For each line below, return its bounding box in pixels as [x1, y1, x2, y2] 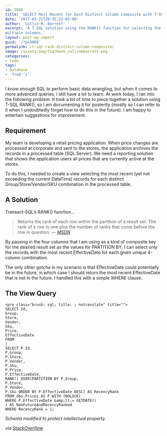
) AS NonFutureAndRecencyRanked [5, 403, 72, 408]
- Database [5, 68, 28, 73]
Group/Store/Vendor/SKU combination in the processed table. [5, 181, 132, 187]
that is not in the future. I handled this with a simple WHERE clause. [5, 275, 143, 281]
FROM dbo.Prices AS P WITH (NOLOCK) [5, 394, 81, 399]
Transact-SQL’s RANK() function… [5, 209, 75, 215]
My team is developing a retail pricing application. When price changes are [5, 140, 159, 146]
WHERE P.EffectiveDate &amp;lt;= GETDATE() [5, 398, 97, 403]
